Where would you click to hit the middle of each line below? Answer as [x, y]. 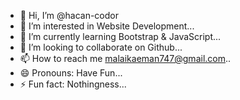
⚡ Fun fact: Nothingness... [73, 84]
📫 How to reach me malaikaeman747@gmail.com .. [125, 58]
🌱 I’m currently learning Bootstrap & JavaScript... [120, 36]
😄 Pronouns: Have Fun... [71, 73]
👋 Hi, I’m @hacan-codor [69, 15]
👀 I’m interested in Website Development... [107, 26]
